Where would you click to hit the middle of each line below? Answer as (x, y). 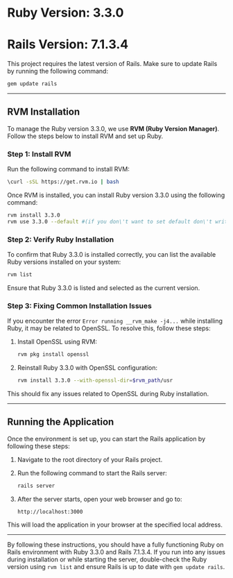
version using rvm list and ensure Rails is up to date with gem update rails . (116, 566)
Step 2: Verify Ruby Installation (61, 239)
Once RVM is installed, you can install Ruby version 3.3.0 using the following (116, 195)
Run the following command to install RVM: (68, 169)
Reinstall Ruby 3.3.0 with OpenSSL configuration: (87, 368)
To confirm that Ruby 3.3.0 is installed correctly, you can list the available (112, 255)
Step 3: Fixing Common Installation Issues (80, 305)
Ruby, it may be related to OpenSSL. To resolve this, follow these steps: (109, 328)
